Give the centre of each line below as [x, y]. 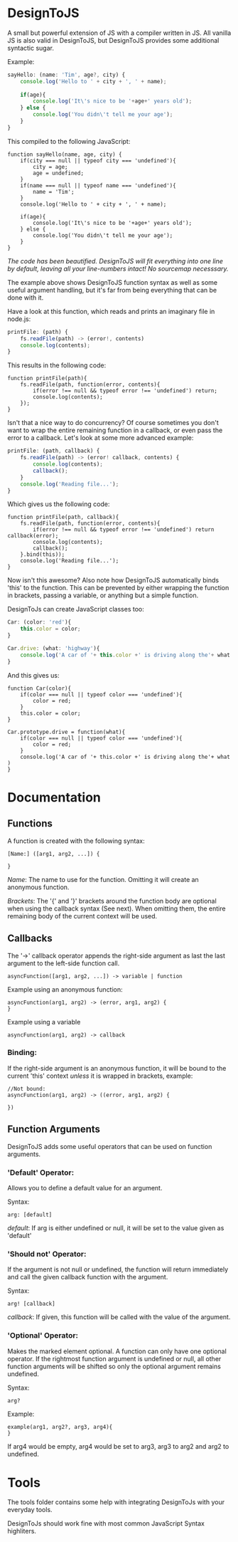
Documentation [54, 797]
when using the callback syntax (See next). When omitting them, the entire [117, 908]
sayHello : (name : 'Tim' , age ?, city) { [66, 75]
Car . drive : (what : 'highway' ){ [54, 649]
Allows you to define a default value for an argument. [85, 1187]
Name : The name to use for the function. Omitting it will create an [103, 879]
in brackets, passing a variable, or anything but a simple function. [103, 595]
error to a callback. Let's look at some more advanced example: [101, 438]
